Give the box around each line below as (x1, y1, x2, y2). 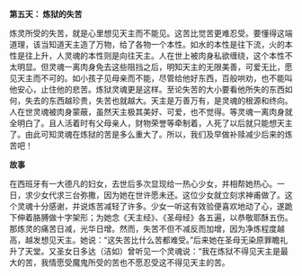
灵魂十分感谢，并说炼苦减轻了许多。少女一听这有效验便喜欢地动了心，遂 (16, 201, 285, 211)
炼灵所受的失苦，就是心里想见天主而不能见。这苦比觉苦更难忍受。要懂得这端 (9, 28, 293, 39)
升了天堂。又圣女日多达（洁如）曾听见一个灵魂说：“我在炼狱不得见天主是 (9, 246, 281, 256)
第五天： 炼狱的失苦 (9, 9, 83, 19)
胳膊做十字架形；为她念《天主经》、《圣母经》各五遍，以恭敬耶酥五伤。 (32, 212, 293, 223)
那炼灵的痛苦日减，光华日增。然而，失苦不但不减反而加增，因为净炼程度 (9, 224, 277, 234)
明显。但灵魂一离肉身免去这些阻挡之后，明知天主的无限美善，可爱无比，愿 (16, 62, 293, 72)
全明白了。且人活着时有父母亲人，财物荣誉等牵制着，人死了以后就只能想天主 (9, 118, 293, 129)
